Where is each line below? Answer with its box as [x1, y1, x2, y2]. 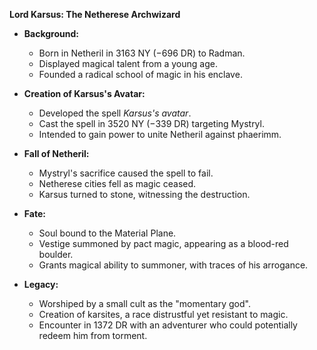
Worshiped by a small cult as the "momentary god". [38, 298, 251, 309]
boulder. [38, 249, 74, 260]
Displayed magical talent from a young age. [38, 58, 218, 69]
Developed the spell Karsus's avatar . [38, 107, 192, 119]
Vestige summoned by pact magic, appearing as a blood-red [38, 238, 289, 249]
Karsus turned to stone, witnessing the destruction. [38, 189, 251, 200]
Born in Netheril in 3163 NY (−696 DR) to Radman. [38, 47, 246, 59]
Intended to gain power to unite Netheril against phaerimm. [38, 129, 282, 140]
